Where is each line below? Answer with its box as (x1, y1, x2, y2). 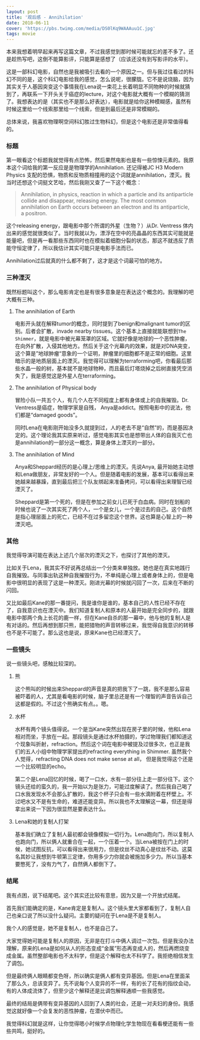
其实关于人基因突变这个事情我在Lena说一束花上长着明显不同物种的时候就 (6, 83, 186, 90)
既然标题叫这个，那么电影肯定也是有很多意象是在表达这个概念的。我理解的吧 (6, 288, 194, 295)
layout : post (6, 8, 39, 15)
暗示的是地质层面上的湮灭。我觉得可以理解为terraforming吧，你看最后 (14, 357, 187, 364)
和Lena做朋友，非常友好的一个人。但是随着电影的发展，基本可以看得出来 (14, 471, 195, 478)
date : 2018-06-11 (6, 20, 49, 26)
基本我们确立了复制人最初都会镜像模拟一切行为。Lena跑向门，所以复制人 (14, 831, 195, 838)
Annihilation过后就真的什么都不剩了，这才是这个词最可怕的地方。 (6, 257, 165, 264)
